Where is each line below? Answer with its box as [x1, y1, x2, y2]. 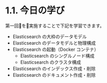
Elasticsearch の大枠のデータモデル [12, 33, 87, 39]
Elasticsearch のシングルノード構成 [20, 52, 95, 59]
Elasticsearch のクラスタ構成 [20, 59, 82, 65]
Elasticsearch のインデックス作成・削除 [12, 65, 96, 72]
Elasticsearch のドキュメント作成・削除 [12, 72, 96, 78]
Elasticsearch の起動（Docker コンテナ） [12, 46, 99, 52]
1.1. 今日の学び [5, 5, 65, 16]
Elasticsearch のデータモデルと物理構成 [12, 39, 96, 46]
